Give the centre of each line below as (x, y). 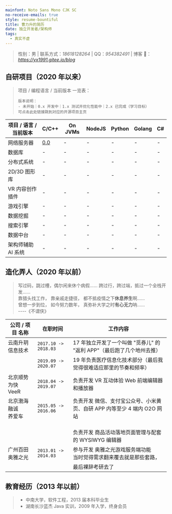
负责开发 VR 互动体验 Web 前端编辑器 (118, 380)
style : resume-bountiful (32, 19)
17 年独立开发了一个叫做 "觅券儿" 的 (116, 342)
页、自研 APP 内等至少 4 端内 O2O (114, 408)
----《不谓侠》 (33, 311)
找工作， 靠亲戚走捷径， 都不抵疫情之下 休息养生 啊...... (88, 298)
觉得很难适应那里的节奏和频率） (111, 367)
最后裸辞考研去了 (93, 467)
